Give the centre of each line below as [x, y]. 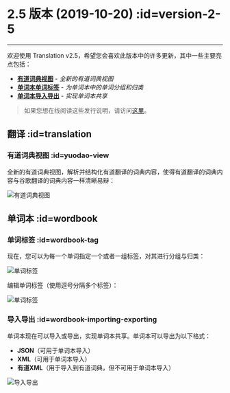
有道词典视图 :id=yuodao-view [58, 155]
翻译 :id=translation [50, 134]
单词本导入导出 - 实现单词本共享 [62, 96]
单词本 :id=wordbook [52, 219]
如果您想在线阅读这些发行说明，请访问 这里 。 [87, 110]
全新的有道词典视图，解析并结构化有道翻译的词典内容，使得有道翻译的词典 [112, 172]
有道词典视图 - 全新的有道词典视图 [65, 78]
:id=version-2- [178, 14]
